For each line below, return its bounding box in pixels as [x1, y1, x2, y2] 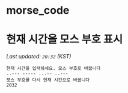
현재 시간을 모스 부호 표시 [6, 33, 123, 46]
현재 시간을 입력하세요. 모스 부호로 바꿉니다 [6, 66, 101, 72]
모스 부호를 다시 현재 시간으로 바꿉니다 [6, 77, 90, 83]
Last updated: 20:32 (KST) [6, 53, 72, 60]
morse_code [6, 4, 70, 17]
